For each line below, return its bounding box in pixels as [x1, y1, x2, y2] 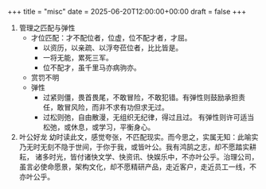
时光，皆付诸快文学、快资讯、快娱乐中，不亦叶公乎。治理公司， [49, 152, 259, 161]
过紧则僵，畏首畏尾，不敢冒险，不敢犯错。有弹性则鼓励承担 [42, 93, 239, 102]
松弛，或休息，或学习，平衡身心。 [42, 122, 155, 132]
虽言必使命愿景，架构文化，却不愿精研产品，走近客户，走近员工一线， [18, 162, 250, 172]
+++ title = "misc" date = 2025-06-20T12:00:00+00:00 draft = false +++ [7, 7, 247, 16]
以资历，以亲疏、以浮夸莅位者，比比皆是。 [42, 43, 183, 52]
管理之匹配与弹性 [18, 23, 76, 33]
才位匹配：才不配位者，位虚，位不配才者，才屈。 [30, 33, 192, 42]
